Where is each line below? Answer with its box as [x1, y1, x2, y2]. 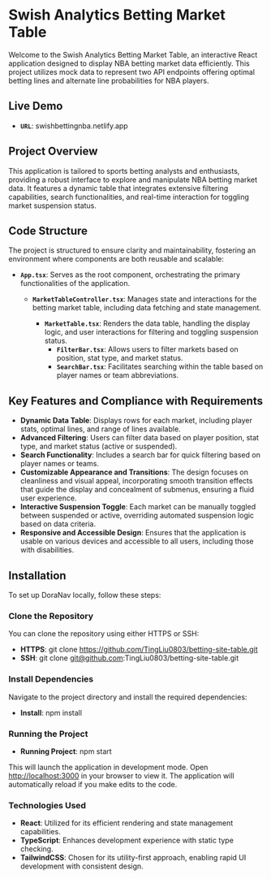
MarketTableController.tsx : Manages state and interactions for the [32, 294, 257, 304]
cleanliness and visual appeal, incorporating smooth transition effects [19, 476, 253, 486]
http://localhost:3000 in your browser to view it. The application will [8, 770, 234, 781]
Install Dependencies [8, 673, 94, 685]
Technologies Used [8, 799, 87, 811]
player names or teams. [19, 459, 100, 469]
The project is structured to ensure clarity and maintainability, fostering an [8, 245, 256, 255]
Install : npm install [19, 708, 83, 717]
